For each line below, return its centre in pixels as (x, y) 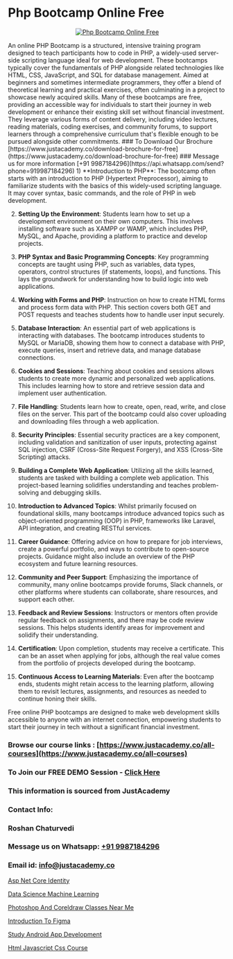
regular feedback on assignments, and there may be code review (111, 620)
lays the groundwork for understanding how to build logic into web (113, 278)
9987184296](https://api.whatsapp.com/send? (157, 163)
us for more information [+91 (49, 163)
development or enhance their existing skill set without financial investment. (116, 112)
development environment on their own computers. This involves (111, 221)
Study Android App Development (55, 934)
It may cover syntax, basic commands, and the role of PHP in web (102, 193)
